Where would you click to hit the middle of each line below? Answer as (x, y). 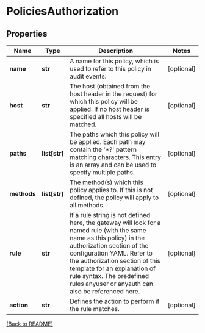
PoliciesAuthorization (63, 11)
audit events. (88, 76)
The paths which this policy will (115, 134)
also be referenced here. (105, 291)
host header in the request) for (113, 94)
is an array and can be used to (113, 165)
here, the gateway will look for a (115, 223)
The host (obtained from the (110, 86)
